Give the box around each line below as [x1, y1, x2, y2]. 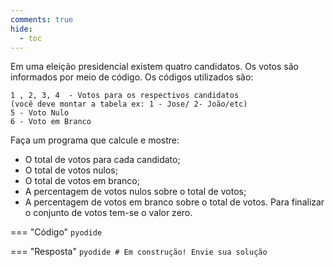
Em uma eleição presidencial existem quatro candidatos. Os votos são [10, 61, 299, 73]
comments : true [10, 14, 74, 25]
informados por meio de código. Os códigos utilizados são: [10, 71, 254, 83]
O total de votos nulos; [24, 164, 118, 176]
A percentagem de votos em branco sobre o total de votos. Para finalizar [24, 196, 325, 208]
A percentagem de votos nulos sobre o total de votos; [24, 186, 247, 198]
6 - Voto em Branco [10, 117, 92, 127]
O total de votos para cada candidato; [24, 154, 181, 166]
